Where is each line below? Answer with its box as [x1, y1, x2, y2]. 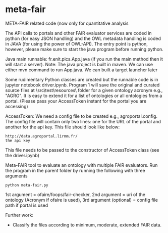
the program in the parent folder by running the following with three [5, 167, 145, 173]
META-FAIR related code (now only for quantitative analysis [5, 20, 129, 26]
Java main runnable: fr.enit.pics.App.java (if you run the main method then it [5, 56, 163, 62]
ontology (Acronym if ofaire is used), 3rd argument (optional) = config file [5, 197, 158, 203]
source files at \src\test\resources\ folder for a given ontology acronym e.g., [5, 87, 163, 93]
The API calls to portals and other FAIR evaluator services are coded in [5, 30, 152, 36]
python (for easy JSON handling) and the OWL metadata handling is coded [5, 35, 161, 41]
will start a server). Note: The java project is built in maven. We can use [5, 61, 153, 67]
